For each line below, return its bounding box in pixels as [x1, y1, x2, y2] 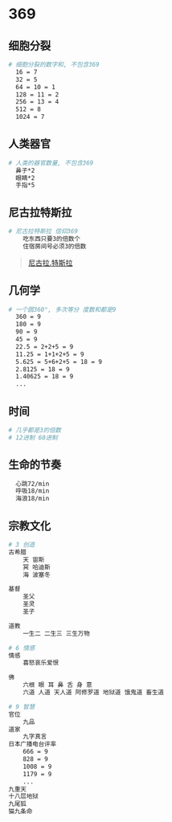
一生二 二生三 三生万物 [23, 629, 90, 637]
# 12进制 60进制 [8, 433, 58, 442]
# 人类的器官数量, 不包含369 [8, 158, 94, 167]
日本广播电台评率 [8, 740, 57, 748]
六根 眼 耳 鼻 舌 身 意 [23, 681, 92, 689]
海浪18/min [15, 495, 50, 503]
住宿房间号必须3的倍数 [23, 242, 87, 250]
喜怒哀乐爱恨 [23, 659, 59, 667]
